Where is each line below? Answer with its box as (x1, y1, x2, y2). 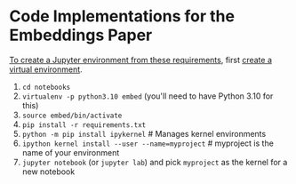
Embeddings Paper (9, 25, 153, 45)
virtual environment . (9, 64, 83, 75)
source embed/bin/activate (21, 111, 123, 120)
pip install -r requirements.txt (21, 120, 147, 130)
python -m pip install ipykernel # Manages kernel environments (21, 128, 267, 139)
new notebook (21, 166, 76, 177)
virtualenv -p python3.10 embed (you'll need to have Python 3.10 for (21, 91, 274, 101)
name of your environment (21, 147, 120, 157)
